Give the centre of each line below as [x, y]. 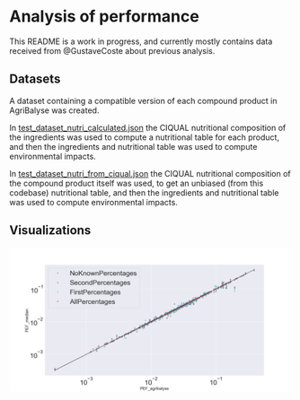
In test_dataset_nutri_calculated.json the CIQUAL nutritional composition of [148, 127]
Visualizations [50, 230]
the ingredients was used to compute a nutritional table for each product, [145, 137]
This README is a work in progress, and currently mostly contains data [141, 41]
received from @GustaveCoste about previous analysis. [112, 50]
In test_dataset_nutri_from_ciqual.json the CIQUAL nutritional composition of [150, 173]
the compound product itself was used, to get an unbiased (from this [137, 183]
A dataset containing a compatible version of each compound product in [143, 100]
